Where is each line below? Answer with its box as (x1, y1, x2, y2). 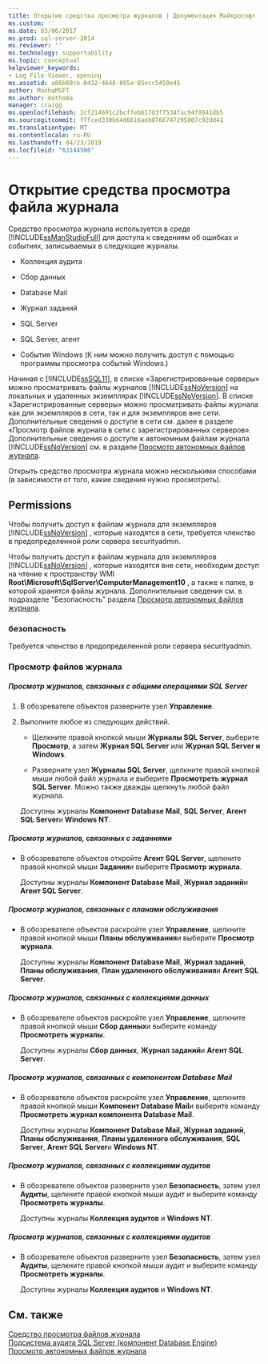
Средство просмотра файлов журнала (8, 1329, 141, 1338)
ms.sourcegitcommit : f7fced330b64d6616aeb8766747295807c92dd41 (8, 116, 224, 124)
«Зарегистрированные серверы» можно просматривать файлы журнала (8, 400, 258, 409)
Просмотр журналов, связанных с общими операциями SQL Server (8, 681, 248, 691)
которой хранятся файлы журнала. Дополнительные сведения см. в (8, 587, 242, 596)
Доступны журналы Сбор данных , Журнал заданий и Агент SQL (19, 1045, 243, 1055)
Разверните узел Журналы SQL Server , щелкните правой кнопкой (31, 765, 260, 775)
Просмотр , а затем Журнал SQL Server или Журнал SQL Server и (31, 741, 261, 751)
